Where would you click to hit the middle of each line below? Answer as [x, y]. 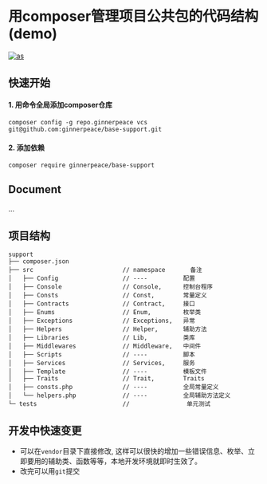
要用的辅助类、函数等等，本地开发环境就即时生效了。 [114, 461]
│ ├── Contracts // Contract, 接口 [102, 304]
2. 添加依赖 [27, 148]
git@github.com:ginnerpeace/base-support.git [85, 129]
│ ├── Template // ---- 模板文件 [108, 372]
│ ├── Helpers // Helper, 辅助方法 [108, 329]
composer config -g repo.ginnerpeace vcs [78, 122]
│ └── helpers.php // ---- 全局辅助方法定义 [120, 395]
